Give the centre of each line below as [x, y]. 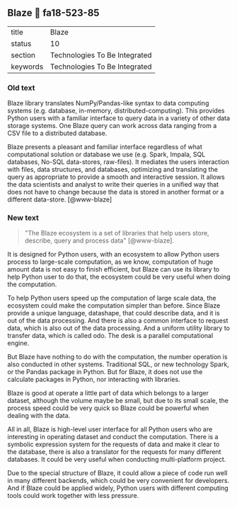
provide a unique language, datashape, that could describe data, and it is [114, 313]
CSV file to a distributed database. [57, 133]
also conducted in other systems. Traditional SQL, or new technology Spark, [118, 364]
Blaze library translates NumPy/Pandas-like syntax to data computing [108, 103]
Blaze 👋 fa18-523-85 [53, 13]
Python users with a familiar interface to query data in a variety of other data [119, 118]
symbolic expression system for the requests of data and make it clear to [114, 444]
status [21, 43]
